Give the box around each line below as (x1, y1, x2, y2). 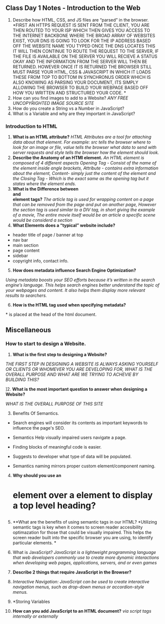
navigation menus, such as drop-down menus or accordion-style (12, 584, 144, 590)
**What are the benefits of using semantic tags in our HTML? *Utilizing (12, 519, 158, 525)
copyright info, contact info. (12, 258, 69, 264)
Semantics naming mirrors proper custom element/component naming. (12, 463, 156, 469)
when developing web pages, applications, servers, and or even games (12, 559, 157, 565)
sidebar (12, 253, 28, 259)
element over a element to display (12, 489, 153, 501)
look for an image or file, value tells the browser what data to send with (12, 144, 157, 150)
